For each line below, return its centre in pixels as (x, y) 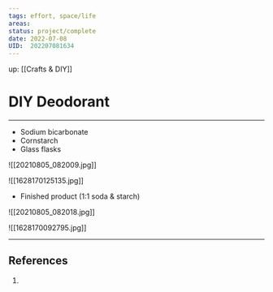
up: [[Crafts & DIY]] (41, 69)
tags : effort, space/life (52, 16)
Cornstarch (39, 141)
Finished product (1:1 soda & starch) (80, 196)
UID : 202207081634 (41, 46)
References (38, 261)
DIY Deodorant (59, 102)
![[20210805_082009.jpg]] (53, 165)
